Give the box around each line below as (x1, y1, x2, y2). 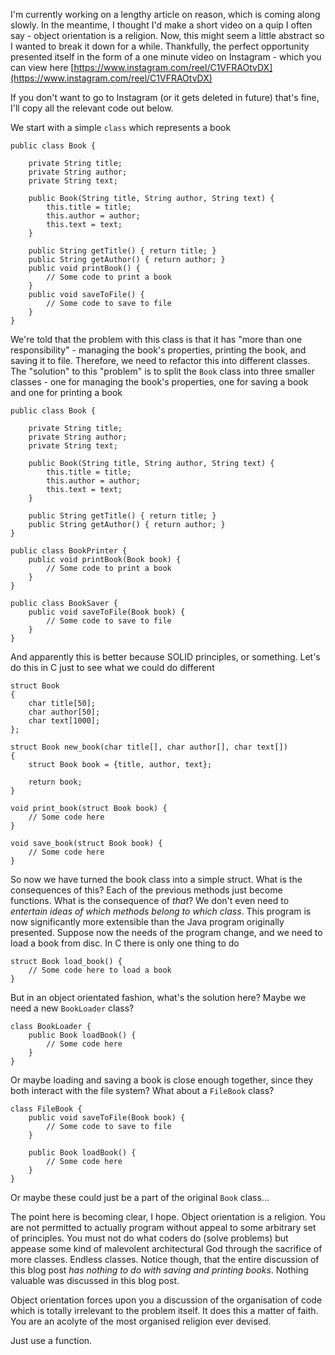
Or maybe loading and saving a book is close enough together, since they (10, 1074, 314, 1086)
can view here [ (10, 62, 75, 73)
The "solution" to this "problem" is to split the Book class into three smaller (10, 365, 315, 377)
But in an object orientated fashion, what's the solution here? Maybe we (10, 992, 307, 1003)
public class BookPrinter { (10, 546, 128, 556)
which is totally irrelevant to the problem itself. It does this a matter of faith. (10, 1305, 319, 1316)
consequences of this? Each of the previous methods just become (10, 884, 283, 896)
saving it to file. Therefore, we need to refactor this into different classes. (10, 355, 311, 366)
